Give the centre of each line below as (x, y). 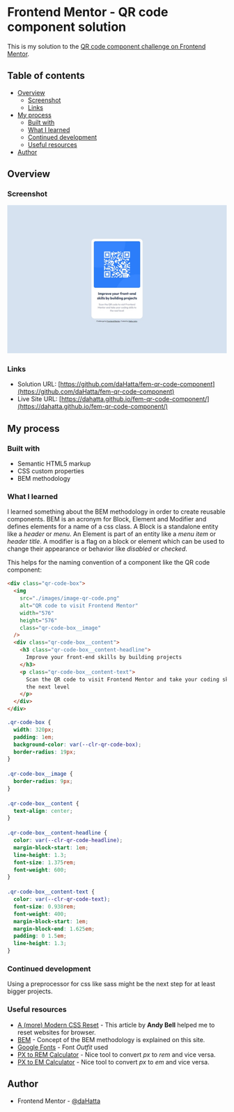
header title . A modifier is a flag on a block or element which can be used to (116, 542)
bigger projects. (30, 991)
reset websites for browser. (56, 1032)
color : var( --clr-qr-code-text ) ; (62, 900)
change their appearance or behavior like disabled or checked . (97, 549)
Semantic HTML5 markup (54, 464)
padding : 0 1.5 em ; (40, 936)
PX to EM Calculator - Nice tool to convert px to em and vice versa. (114, 1062)
